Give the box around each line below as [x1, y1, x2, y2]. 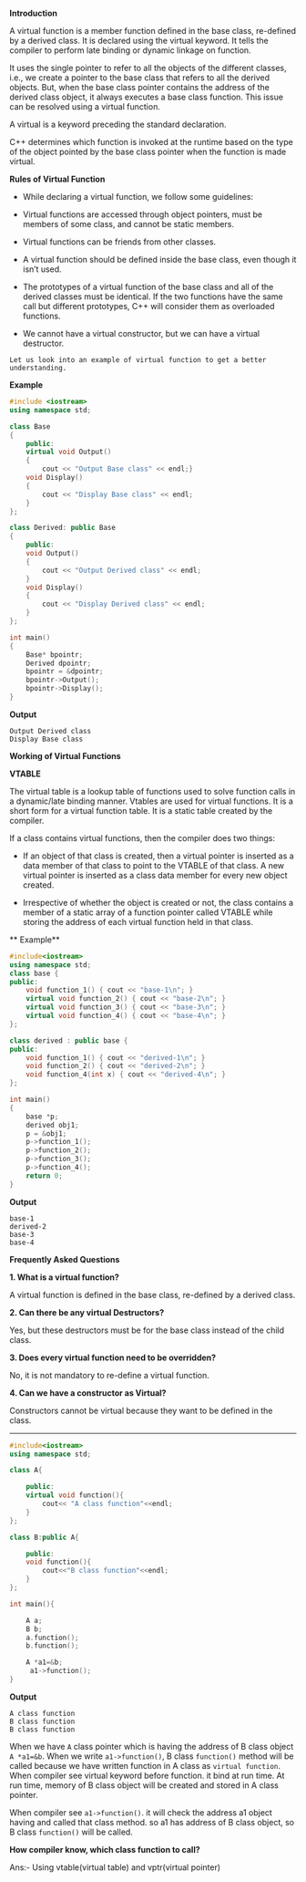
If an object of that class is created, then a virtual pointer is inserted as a [22, 850, 294, 861]
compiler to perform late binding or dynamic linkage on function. [9, 45, 252, 56]
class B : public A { [9, 1533, 79, 1542]
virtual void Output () [25, 447, 112, 457]
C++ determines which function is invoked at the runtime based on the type [9, 137, 293, 147]
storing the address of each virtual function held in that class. [22, 916, 253, 927]
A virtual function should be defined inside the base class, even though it [22, 255, 297, 265]
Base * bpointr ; [25, 650, 84, 660]
